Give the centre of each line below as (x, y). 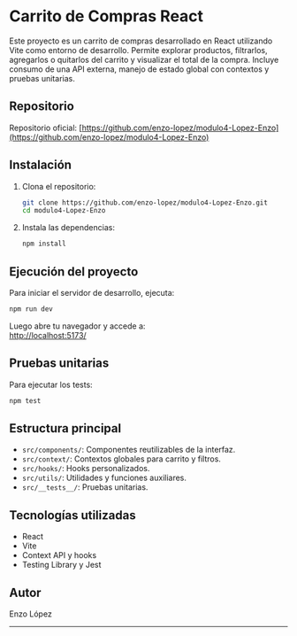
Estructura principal (65, 428)
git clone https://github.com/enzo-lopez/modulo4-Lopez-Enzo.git (145, 202)
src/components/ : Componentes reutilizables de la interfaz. (129, 450)
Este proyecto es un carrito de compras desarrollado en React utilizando (141, 41)
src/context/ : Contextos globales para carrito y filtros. (121, 459)
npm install (44, 244)
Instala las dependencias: (68, 228)
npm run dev (31, 309)
